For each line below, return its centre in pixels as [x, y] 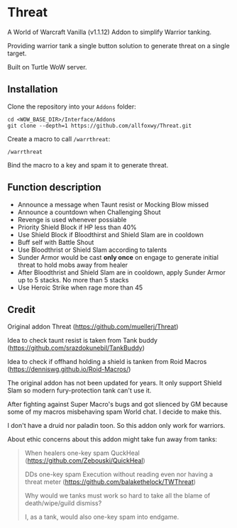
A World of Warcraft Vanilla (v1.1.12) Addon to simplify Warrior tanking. [109, 32]
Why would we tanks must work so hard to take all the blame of [117, 496]
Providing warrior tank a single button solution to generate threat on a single [118, 45]
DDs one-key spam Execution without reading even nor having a [119, 474]
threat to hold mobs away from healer [73, 265]
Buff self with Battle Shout [56, 242]
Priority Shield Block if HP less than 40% [77, 227]
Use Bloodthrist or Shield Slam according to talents [92, 250]
